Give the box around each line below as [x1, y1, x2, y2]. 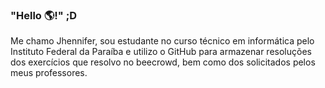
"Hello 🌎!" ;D [10, 8, 78, 22]
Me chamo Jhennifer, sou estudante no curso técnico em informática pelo [10, 35, 315, 47]
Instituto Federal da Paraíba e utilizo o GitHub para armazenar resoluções [10, 46, 312, 58]
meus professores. [10, 67, 88, 79]
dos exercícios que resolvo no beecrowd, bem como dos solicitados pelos [10, 56, 316, 68]
